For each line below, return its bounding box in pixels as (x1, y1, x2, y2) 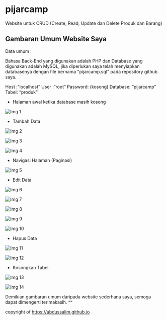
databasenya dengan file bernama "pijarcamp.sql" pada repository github (5, 68, 158, 74)
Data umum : (5, 48, 32, 54)
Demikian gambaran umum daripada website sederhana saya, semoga (5, 293, 151, 300)
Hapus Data (12, 235, 37, 241)
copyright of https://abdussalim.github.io (5, 308, 90, 315)
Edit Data (12, 177, 32, 183)
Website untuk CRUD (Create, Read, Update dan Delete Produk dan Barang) (5, 20, 162, 26)
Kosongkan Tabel (12, 264, 49, 270)
